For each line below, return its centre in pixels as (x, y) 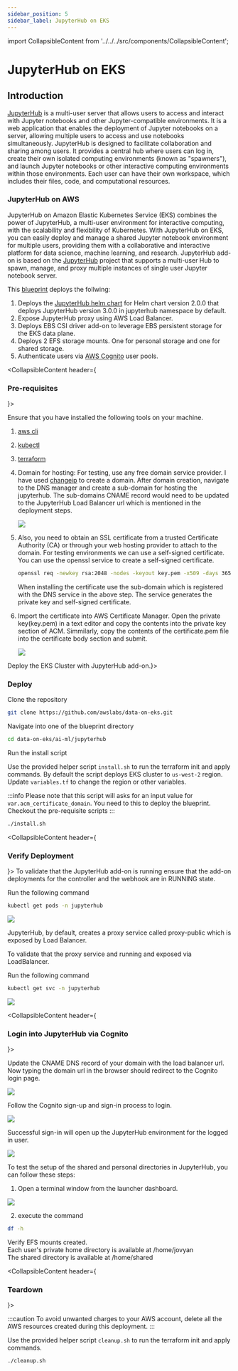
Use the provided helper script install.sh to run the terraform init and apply (119, 767)
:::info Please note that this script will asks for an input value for (100, 796)
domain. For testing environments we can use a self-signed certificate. (121, 553)
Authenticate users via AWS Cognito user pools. (88, 356)
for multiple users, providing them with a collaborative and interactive (109, 245)
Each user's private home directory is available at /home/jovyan (101, 1250)
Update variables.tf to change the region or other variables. (97, 782)
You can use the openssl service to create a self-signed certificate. (116, 560)
